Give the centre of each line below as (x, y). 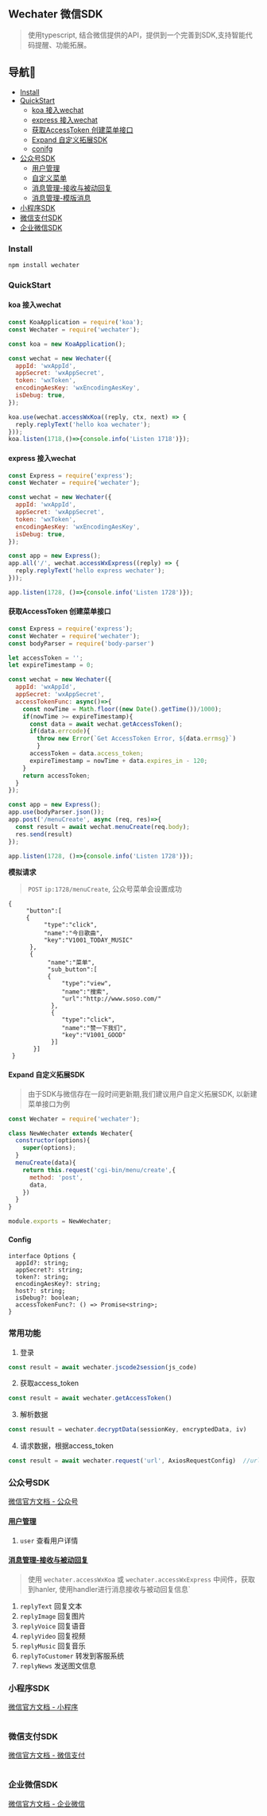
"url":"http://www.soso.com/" (111, 999)
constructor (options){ (53, 1140)
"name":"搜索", (85, 992)
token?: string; (42, 1277)
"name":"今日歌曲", (73, 933)
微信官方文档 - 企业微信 (47, 1803)
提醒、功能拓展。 (63, 45)
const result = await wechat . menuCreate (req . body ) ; (103, 827)
